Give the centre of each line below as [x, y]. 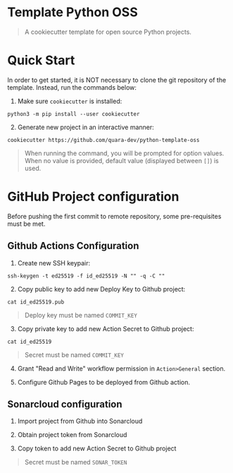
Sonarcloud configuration [65, 404]
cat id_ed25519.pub [36, 302]
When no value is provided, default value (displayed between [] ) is [122, 160]
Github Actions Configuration [73, 246]
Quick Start [41, 60]
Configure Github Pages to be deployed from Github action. [103, 382]
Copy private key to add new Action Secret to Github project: [106, 328]
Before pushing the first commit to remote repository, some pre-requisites [114, 216]
